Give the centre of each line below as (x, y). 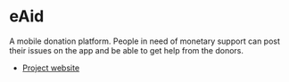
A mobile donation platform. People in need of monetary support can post (145, 41)
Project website (51, 68)
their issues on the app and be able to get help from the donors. (126, 50)
